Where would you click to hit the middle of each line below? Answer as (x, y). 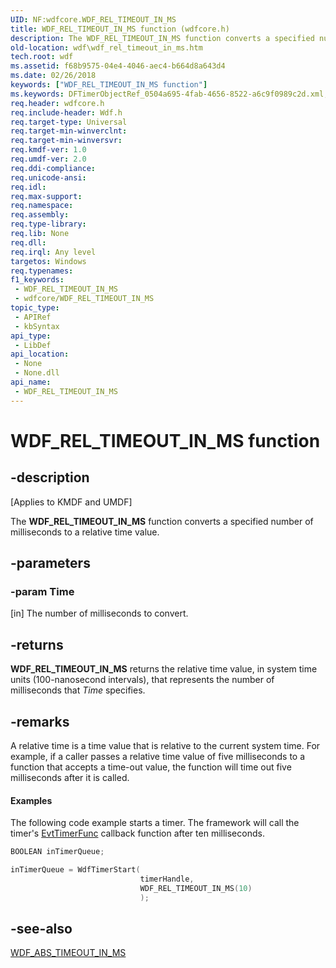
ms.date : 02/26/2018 (53, 76)
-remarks (40, 721)
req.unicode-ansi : (48, 177)
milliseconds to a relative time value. (85, 532)
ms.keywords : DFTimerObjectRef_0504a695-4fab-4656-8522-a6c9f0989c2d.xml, (169, 94)
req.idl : (28, 187)
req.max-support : (46, 196)
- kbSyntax (37, 326)
